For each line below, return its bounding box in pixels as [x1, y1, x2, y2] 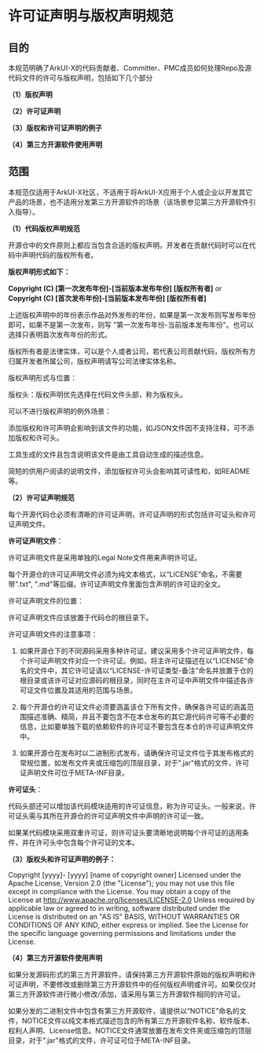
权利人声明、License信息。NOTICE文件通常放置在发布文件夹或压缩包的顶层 [8, 1025, 252, 1035]
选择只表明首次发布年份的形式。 [8, 329, 112, 339]
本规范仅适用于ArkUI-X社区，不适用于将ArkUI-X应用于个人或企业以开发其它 [8, 187, 253, 196]
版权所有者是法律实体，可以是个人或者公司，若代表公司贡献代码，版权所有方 [8, 347, 256, 356]
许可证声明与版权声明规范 [8, 7, 174, 25]
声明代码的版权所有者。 [21, 250, 98, 259]
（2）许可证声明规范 [8, 493, 75, 502]
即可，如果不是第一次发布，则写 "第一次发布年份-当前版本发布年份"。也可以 [8, 320, 254, 329]
